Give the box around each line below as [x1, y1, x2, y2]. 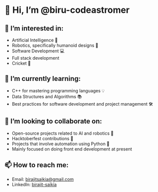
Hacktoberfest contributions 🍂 [11, 135, 74, 141]
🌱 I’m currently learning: [4, 75, 81, 83]
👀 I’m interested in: [4, 24, 64, 33]
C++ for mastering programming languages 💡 [11, 87, 105, 93]
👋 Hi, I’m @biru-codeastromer [4, 4, 130, 16]
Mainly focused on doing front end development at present [11, 146, 132, 152]
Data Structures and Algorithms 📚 [11, 93, 82, 99]
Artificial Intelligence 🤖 [11, 37, 58, 43]
